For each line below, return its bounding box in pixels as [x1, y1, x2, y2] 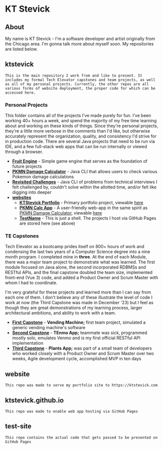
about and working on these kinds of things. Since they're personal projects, [5, 123, 158, 129]
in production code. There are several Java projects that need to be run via [5, 138, 155, 144]
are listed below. [5, 46, 38, 52]
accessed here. [5, 90, 36, 95]
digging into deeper [12, 189, 52, 195]
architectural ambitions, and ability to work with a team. [5, 310, 116, 316]
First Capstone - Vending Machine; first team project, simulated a [12, 319, 146, 325]
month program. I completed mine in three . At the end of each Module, [5, 254, 147, 260]
